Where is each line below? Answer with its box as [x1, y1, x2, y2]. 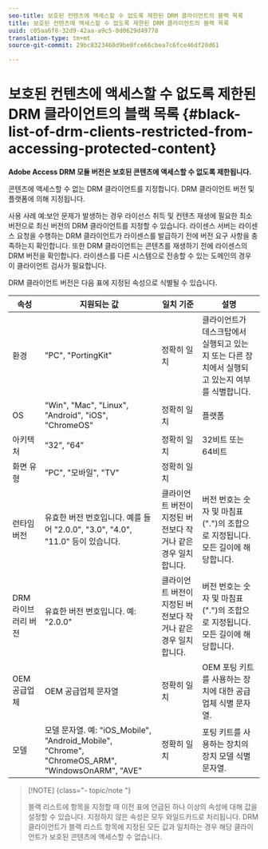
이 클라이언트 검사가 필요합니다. [8, 261, 107, 271]
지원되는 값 [79, 299, 120, 310]
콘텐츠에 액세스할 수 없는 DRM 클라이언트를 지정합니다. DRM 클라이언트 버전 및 [8, 184, 255, 194]
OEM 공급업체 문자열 [44, 686, 119, 697]
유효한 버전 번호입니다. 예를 [44, 512, 142, 523]
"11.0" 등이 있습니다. [44, 536, 121, 547]
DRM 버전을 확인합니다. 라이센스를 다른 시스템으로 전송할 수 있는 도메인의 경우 [8, 251, 252, 260]
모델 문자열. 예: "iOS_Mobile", [44, 724, 152, 736]
